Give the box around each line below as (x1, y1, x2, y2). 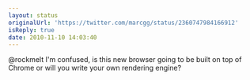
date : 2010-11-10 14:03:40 (8, 33, 97, 42)
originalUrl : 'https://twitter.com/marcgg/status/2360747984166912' (8, 19, 239, 27)
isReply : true (8, 26, 55, 34)
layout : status (8, 11, 59, 20)
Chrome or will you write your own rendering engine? (8, 64, 182, 73)
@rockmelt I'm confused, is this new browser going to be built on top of (8, 55, 242, 64)
